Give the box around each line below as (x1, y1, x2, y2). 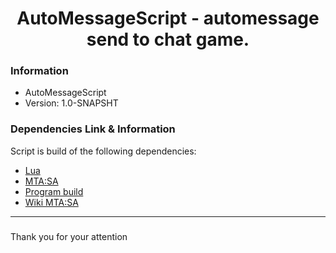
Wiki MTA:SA (24, 196, 79, 208)
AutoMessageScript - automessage (16, 7, 320, 30)
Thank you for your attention (10, 230, 128, 242)
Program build (24, 185, 84, 197)
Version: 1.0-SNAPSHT (24, 97, 119, 109)
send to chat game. (86, 28, 250, 51)
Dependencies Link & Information (10, 122, 176, 136)
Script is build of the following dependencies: (10, 145, 197, 157)
